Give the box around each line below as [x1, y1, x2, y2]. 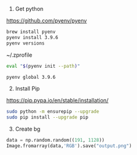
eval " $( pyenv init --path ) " [6, 63, 80, 69]
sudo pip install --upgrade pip [6, 114, 88, 121]
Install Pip [15, 85, 40, 92]
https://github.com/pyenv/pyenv [6, 17, 87, 24]
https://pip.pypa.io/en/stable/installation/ [6, 97, 109, 104]
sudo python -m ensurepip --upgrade [6, 109, 99, 115]
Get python [15, 5, 44, 12]
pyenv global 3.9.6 [6, 74, 56, 80]
